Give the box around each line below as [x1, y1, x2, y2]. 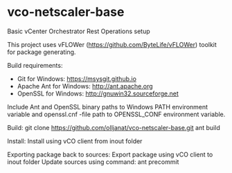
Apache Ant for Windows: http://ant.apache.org [17, 82, 154, 90]
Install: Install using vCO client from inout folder [7, 136, 143, 145]
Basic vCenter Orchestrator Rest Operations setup [7, 27, 150, 35]
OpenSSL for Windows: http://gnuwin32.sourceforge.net [17, 89, 179, 98]
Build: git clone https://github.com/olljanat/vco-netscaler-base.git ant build [7, 123, 220, 131]
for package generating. [7, 48, 76, 56]
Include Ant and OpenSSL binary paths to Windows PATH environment [7, 102, 208, 111]
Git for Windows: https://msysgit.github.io [17, 74, 137, 83]
